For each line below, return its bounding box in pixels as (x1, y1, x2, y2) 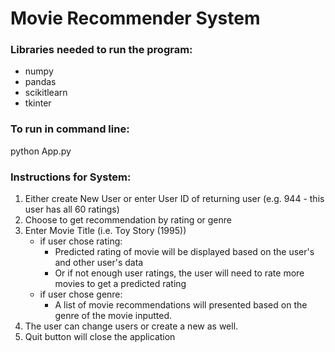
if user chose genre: (39, 288, 123, 301)
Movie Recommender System (10, 7, 261, 30)
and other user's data (54, 257, 144, 269)
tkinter (24, 97, 52, 109)
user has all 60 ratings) (24, 203, 120, 216)
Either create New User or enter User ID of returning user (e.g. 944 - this (24, 193, 325, 205)
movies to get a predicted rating (54, 278, 187, 290)
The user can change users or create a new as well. (24, 320, 239, 332)
